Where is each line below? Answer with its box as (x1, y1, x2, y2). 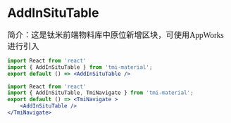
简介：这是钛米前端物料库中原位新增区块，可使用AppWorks (7, 30, 224, 40)
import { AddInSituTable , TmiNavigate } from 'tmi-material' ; (7, 89, 194, 96)
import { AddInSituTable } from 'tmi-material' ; (7, 63, 153, 71)
